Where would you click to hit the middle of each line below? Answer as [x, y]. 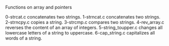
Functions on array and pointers [39, 7]
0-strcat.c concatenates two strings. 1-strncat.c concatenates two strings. [83, 17]
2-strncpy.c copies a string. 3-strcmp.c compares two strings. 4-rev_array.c [85, 22]
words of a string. [24, 38]
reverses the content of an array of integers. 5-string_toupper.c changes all [84, 27]
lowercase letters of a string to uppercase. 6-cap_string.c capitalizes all [80, 33]
